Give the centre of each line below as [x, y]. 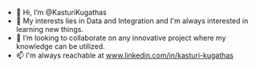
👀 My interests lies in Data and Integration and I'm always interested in [132, 21]
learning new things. [50, 29]
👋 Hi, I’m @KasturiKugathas [61, 12]
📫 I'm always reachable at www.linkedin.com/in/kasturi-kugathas [125, 55]
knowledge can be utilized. [61, 46]
